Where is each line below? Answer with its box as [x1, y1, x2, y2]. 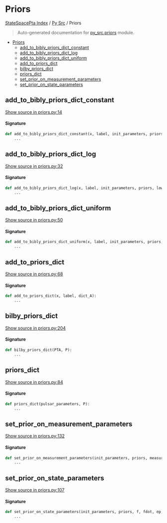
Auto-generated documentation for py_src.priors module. [17, 29, 135, 35]
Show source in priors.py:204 [5, 325, 66, 331]
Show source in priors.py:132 [5, 433, 65, 439]
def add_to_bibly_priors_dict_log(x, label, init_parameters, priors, [5, 185, 155, 190]
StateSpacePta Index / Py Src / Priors [5, 20, 82, 26]
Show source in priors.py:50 [5, 217, 63, 223]
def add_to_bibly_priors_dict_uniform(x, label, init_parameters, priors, [5, 240, 164, 245]
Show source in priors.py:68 [5, 271, 63, 277]
